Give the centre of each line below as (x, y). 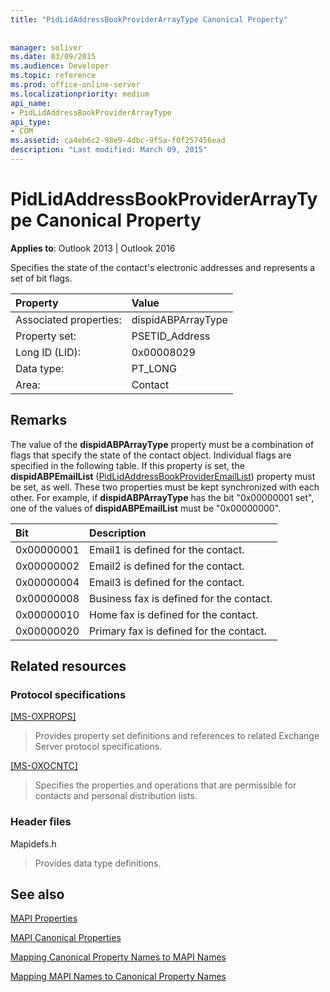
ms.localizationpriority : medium (80, 94)
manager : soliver (46, 47)
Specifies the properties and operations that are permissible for (165, 785)
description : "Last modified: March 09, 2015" (109, 150)
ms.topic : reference (53, 76)
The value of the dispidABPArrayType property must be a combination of (162, 444)
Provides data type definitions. (98, 863)
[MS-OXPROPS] (43, 717)
